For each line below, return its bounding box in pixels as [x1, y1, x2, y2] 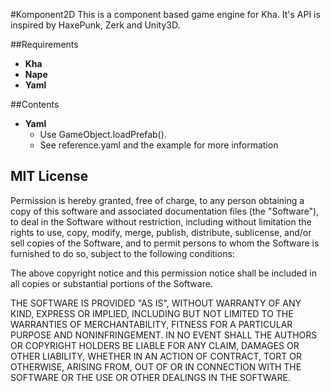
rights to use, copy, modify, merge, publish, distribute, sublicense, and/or [10, 226, 312, 238]
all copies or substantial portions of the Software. [10, 277, 213, 289]
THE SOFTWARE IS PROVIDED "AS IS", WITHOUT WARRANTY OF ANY [10, 297, 302, 309]
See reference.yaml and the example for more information [39, 139, 279, 151]
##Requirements [10, 39, 79, 50]
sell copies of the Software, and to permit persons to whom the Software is [10, 237, 320, 249]
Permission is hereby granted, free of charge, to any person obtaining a [10, 194, 305, 206]
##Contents [10, 99, 60, 110]
